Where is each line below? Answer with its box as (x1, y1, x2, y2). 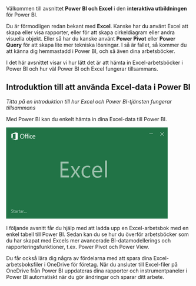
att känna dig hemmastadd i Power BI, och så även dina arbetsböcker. (6, 48, 175, 55)
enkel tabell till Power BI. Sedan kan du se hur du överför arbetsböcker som (6, 231, 190, 238)
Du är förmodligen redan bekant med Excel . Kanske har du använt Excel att (6, 23, 188, 29)
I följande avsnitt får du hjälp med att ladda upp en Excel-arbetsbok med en (6, 224, 189, 231)
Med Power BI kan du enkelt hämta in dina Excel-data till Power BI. (6, 115, 167, 122)
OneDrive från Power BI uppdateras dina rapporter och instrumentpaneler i (6, 267, 187, 274)
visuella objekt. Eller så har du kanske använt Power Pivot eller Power (6, 35, 175, 42)
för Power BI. (6, 11, 38, 18)
